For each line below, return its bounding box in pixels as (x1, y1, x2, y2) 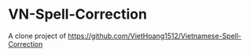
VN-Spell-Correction (8, 5, 148, 23)
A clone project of (8, 31, 67, 40)
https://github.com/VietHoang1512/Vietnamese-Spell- (68, 31, 242, 40)
